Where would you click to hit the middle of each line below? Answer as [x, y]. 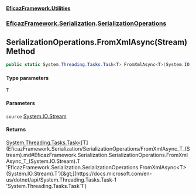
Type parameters [27, 78]
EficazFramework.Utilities [38, 8]
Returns [16, 130]
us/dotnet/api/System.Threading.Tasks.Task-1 [61, 180]
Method [21, 51]
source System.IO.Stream [36, 116]
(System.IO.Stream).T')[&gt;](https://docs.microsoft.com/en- [79, 173]
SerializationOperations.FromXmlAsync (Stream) [97, 42]
